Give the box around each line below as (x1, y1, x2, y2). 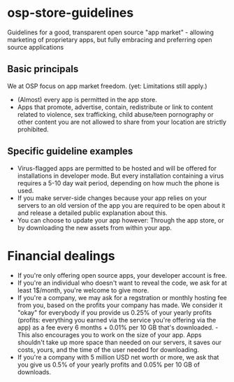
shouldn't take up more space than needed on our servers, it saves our (17, 338, 222, 346)
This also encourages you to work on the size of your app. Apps (17, 330, 202, 339)
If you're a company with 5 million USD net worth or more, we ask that (17, 353, 219, 361)
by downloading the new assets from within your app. (17, 223, 173, 232)
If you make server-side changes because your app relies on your (17, 194, 207, 202)
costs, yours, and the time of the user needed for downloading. (17, 345, 200, 354)
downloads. (17, 367, 52, 376)
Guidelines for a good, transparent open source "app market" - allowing (7, 28, 214, 36)
